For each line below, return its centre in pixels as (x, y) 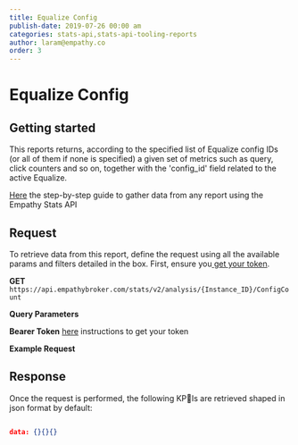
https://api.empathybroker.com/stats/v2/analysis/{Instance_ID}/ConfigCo (149, 290)
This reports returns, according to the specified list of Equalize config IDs (144, 149)
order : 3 (25, 51)
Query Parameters (44, 314)
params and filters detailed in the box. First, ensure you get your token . (140, 264)
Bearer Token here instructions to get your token (99, 331)
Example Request (42, 348)
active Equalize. (38, 178)
